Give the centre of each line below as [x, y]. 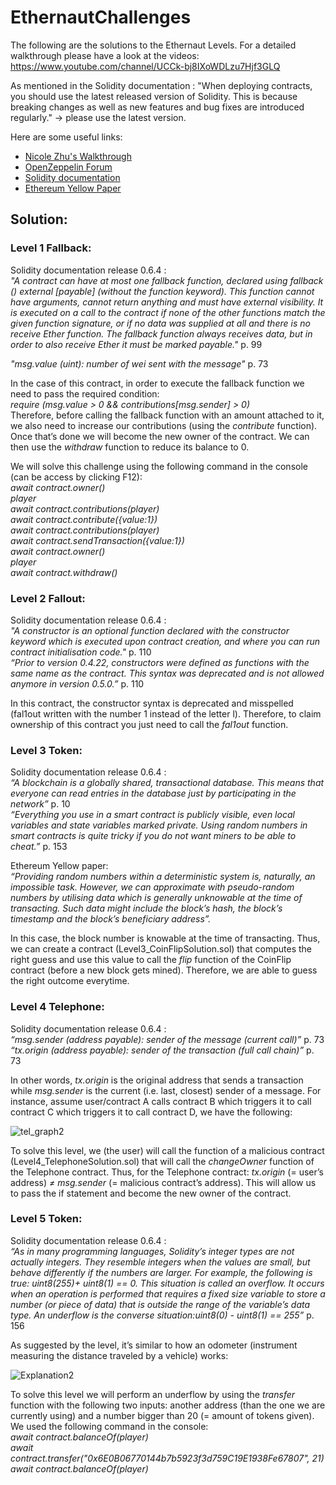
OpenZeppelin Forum [68, 167]
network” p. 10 [40, 804]
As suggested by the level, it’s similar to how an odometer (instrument [154, 1345]
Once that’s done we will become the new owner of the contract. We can [160, 436]
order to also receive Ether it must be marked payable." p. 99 [136, 344]
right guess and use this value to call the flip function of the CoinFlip [151, 960]
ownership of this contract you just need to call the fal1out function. [149, 724]
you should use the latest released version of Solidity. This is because [154, 96]
